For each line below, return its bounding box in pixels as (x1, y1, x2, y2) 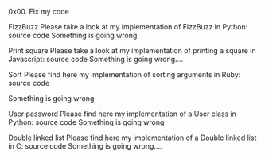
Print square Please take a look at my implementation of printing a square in (8, 46, 256, 55)
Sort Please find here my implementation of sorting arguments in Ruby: (8, 70, 241, 79)
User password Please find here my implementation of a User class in (8, 109, 237, 118)
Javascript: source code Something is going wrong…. (8, 55, 184, 64)
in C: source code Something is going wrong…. (8, 142, 162, 150)
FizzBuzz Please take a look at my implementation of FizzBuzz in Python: (8, 22, 248, 31)
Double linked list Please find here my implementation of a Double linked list (8, 133, 257, 142)
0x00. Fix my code (8, 7, 69, 16)
